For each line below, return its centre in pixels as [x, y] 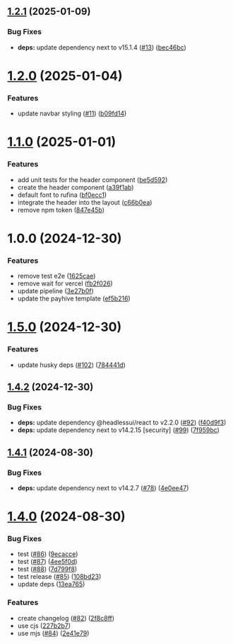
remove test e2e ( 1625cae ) [56, 276]
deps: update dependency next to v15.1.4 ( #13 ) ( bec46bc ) [102, 47]
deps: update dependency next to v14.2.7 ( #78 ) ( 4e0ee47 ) [103, 488]
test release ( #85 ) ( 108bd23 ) [59, 577]
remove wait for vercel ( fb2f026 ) [65, 283]
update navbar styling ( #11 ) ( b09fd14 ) [72, 113]
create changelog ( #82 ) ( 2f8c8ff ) [66, 618]
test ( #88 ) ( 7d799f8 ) [47, 569]
